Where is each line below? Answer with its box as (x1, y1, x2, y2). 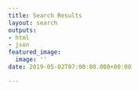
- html (8, 33, 30, 42)
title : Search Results (8, 11, 82, 20)
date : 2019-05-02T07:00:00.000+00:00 (8, 63, 132, 71)
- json (8, 41, 30, 49)
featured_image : (8, 48, 61, 56)
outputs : (8, 26, 37, 34)
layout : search (8, 19, 58, 27)
